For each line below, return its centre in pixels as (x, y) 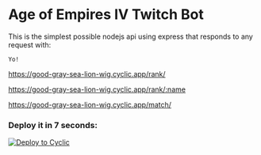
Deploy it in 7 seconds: (53, 125)
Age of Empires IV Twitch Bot (106, 15)
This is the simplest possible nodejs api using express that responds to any (131, 36)
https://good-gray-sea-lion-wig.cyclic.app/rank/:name (97, 89)
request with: (30, 44)
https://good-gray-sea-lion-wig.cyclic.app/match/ (90, 104)
